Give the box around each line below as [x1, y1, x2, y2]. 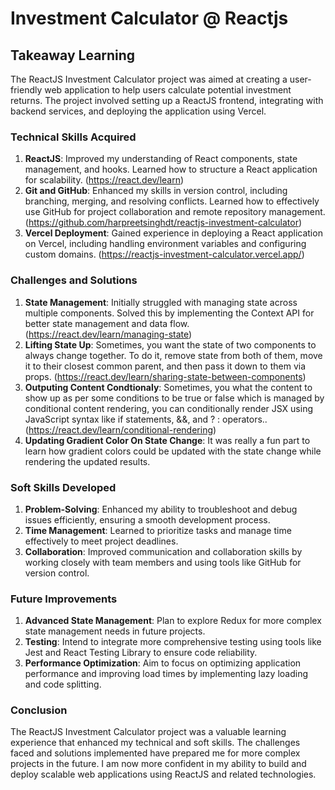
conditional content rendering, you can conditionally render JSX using [24, 402, 313, 414]
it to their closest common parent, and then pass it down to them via [24, 360, 307, 372]
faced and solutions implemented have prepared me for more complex [10, 747, 301, 759]
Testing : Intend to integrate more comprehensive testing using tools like [24, 636, 322, 648]
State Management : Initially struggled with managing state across [24, 296, 298, 308]
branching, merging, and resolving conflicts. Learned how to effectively [24, 195, 320, 207]
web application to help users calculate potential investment [44, 84, 292, 96]
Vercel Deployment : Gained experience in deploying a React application [24, 227, 323, 239]
